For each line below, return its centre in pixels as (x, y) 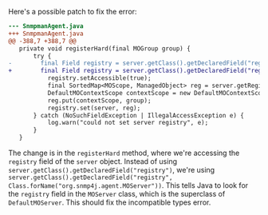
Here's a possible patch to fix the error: (73, 12)
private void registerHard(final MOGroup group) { (105, 48)
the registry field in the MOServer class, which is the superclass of (117, 194)
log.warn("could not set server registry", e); (128, 123)
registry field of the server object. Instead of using (93, 161)
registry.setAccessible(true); (99, 78)
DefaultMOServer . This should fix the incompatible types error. (110, 202)
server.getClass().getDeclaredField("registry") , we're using (112, 170)
